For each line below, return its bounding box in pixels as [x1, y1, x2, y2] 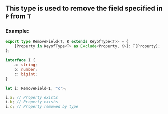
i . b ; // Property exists [5, 99, 58, 105]
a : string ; [14, 62, 38, 68]
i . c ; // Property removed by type [5, 104, 79, 109]
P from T [5, 12, 31, 21]
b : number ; [14, 67, 38, 72]
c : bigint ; [14, 71, 38, 77]
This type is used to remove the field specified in [5, 4, 163, 13]
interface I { [5, 58, 36, 63]
